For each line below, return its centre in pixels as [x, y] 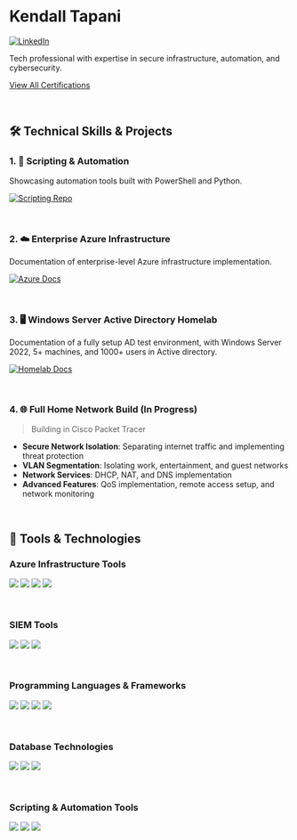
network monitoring [58, 493]
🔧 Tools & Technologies [75, 538]
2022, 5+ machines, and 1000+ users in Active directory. [113, 352]
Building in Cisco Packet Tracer [88, 428]
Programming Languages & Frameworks [98, 686]
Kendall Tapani [65, 16]
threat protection [53, 455]
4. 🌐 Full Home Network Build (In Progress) [104, 410]
